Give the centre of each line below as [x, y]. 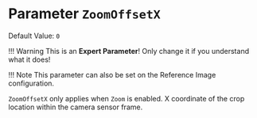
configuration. [31, 83]
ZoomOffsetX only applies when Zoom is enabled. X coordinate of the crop [127, 98]
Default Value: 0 [34, 36]
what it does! [29, 59]
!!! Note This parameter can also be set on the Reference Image [112, 74]
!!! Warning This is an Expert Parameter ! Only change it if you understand [128, 51]
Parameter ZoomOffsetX [84, 14]
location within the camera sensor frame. [76, 107]
